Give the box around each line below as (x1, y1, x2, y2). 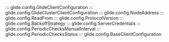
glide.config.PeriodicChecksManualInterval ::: (5, 26, 101, 32)
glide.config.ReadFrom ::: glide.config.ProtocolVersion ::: (5, 15, 124, 21)
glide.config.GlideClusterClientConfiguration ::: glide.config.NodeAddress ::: (5, 10, 164, 16)
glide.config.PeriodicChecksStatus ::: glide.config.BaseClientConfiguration (5, 31, 162, 37)
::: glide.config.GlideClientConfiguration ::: (5, 5, 93, 10)
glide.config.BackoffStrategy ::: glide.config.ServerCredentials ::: (5, 20, 141, 26)
